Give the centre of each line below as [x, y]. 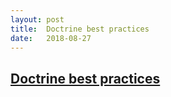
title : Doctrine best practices [80, 29]
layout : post [37, 19]
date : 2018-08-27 [51, 38]
